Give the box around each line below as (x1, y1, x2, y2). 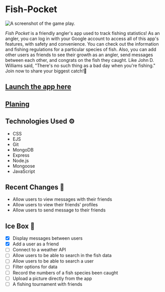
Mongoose (12, 163, 35, 169)
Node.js (12, 157, 29, 163)
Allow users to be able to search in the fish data (12, 252, 112, 259)
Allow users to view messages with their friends (12, 196, 113, 202)
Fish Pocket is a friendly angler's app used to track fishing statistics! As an (5, 30, 160, 36)
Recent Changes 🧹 (5, 182, 65, 191)
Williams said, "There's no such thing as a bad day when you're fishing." (5, 62, 155, 68)
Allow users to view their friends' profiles (12, 202, 98, 208)
